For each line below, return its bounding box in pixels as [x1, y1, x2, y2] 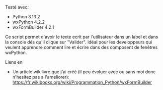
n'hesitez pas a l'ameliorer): [12, 74, 70, 80]
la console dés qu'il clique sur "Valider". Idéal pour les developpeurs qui [5, 39, 153, 45]
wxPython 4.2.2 [12, 19, 45, 25]
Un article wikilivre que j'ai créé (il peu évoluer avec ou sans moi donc [12, 69, 156, 75]
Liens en [5, 59, 23, 65]
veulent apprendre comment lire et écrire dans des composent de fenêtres [5, 45, 158, 50]
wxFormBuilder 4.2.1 [12, 24, 54, 30]
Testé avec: [5, 4, 29, 10]
